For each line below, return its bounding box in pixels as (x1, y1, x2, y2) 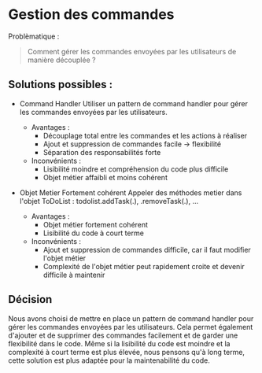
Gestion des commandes (8, 6, 175, 24)
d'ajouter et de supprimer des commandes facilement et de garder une (8, 331, 238, 340)
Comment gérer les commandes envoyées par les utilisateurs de (27, 46, 237, 56)
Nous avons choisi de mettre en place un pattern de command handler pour (8, 313, 254, 323)
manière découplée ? (27, 55, 96, 65)
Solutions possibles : (8, 78, 113, 91)
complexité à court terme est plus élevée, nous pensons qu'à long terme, (8, 347, 245, 356)
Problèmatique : (8, 31, 60, 41)
